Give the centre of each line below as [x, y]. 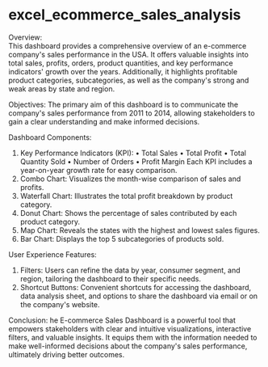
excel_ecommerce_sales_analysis [125, 15]
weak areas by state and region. [62, 89]
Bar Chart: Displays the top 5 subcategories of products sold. [122, 238]
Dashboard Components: [50, 137]
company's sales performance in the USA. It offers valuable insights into [128, 54]
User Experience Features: [52, 254]
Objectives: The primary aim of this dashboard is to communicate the [124, 104]
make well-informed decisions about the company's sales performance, [128, 346]
